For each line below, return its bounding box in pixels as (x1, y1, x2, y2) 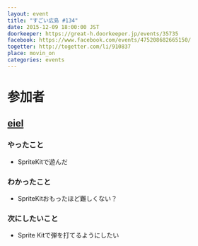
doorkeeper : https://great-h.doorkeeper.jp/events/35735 (7, 30, 179, 37)
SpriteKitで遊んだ (17, 157, 69, 166)
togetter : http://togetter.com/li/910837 (7, 43, 132, 50)
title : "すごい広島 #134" (7, 17, 78, 24)
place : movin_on (7, 50, 55, 57)
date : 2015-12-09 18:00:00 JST (7, 23, 100, 30)
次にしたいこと (7, 213, 59, 223)
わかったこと (7, 177, 52, 187)
